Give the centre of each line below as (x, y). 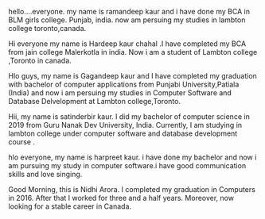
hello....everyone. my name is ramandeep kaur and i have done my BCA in (129, 12)
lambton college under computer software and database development (123, 133)
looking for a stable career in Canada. (70, 206)
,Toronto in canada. (40, 60)
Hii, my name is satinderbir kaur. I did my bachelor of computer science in (129, 117)
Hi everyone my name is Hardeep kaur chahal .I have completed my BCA (127, 44)
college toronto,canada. (47, 28)
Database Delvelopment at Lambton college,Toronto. (95, 101)
